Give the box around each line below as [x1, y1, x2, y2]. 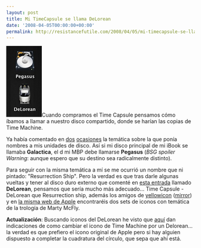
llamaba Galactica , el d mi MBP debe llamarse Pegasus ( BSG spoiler [6, 148, 175, 155]
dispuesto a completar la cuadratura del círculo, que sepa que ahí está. [6, 235, 181, 242]
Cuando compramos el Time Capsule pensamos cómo [41, 111, 176, 119]
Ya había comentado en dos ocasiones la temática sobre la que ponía [6, 136, 178, 143]
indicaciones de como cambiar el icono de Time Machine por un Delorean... [6, 222, 193, 229]
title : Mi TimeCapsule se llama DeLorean [6, 16, 111, 22]
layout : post [6, 10, 39, 16]
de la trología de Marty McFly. [6, 204, 80, 212]
